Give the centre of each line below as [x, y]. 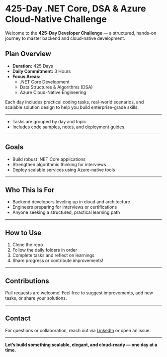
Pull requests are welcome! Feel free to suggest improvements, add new [79, 293]
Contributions [27, 281]
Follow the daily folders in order [45, 250]
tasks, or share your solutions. [36, 298]
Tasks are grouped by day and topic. [50, 121]
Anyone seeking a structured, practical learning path [66, 212]
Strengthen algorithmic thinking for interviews [59, 164]
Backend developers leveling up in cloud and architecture [71, 202]
